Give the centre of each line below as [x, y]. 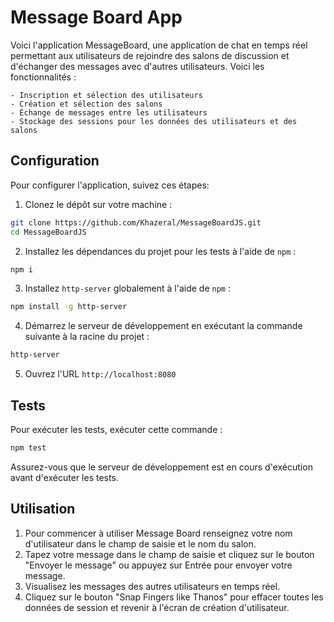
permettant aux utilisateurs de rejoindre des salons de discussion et [150, 55]
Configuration [55, 161]
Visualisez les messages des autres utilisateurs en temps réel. [152, 586]
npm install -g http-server [69, 307]
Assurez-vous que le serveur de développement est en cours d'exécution [161, 467]
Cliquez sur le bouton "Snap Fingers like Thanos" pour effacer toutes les [174, 597]
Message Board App [96, 17]
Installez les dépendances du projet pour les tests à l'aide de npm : [160, 251]
